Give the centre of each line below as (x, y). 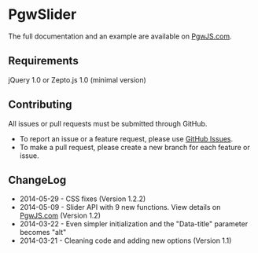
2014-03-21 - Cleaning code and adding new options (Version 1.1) (125, 240)
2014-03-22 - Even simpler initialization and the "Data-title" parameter (134, 224)
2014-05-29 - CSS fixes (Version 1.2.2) (83, 199)
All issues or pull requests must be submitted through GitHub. (108, 123)
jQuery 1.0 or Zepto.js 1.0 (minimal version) (77, 79)
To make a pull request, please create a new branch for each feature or (135, 147)
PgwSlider (42, 15)
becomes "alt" (43, 233)
